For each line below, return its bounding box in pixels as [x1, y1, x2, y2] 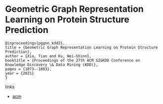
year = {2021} [5, 70, 35, 76]
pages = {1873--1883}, [5, 67, 52, 71]
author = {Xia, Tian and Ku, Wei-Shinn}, [5, 53, 92, 59]
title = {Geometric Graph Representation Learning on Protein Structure [5, 45, 158, 50]
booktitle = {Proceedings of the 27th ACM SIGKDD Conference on [5, 58, 140, 63]
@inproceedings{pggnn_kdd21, [5, 40, 65, 45]
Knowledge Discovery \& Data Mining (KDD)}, [5, 62, 98, 67]
